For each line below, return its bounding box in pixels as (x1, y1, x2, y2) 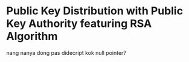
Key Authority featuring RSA (6, 17, 152, 30)
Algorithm (6, 30, 58, 43)
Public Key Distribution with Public (6, 4, 183, 18)
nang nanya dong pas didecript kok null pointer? (6, 49, 127, 56)
